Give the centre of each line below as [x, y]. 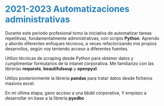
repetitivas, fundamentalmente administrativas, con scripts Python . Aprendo [82, 38]
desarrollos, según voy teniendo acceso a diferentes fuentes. [67, 49]
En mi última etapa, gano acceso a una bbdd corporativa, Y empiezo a [76, 93]
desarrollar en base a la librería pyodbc [45, 98]
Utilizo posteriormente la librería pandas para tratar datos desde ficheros [79, 78]
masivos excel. [20, 83]
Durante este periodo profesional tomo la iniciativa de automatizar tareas [78, 33]
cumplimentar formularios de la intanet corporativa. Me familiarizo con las [80, 63]
